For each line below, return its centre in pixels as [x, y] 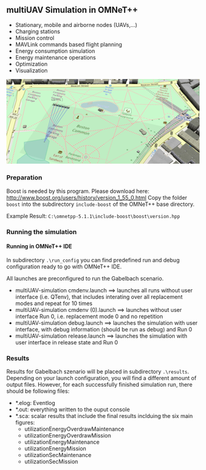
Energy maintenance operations [55, 57]
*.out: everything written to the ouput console [72, 409]
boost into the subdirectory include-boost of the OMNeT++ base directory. [101, 204]
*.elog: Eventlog [35, 403]
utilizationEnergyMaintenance [62, 442]
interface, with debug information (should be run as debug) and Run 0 [104, 329]
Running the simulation [42, 232]
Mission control [35, 38]
